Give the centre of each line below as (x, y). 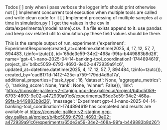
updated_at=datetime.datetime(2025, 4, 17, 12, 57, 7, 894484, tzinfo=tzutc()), (83, 69)
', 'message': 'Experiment (75, 101)
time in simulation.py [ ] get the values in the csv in (57, 23)
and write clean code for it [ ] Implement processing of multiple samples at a (83, 18)
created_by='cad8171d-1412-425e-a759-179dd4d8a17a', (63, 75)
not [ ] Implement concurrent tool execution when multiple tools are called (81, 12)
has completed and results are (120, 106)
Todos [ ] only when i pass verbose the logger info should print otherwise (81, 7)
